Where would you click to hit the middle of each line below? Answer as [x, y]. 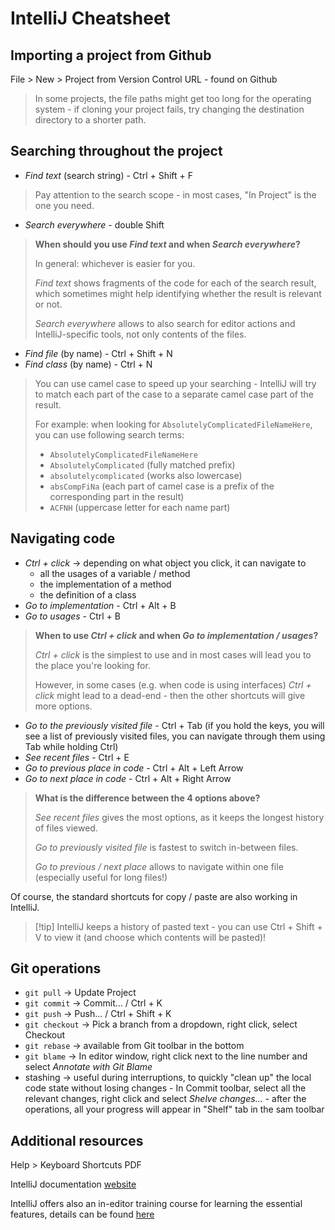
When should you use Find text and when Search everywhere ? [167, 244]
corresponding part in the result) [117, 496]
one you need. [64, 205]
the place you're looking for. [92, 665]
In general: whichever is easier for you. [115, 263]
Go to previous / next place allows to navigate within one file [159, 866]
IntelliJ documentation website [73, 1184]
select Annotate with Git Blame [88, 1067]
